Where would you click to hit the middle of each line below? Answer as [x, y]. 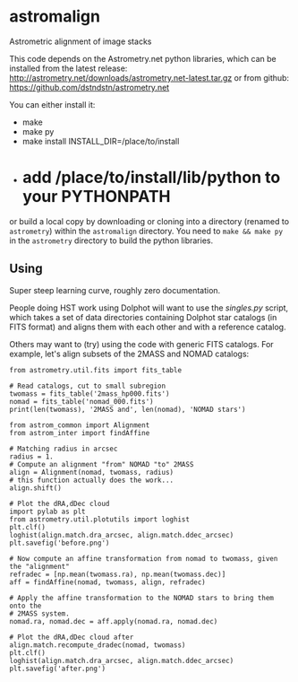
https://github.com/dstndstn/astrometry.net [89, 87]
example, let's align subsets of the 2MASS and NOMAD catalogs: [129, 354]
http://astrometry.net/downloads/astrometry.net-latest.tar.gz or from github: [149, 77]
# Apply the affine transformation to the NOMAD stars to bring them [142, 598]
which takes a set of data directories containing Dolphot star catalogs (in [143, 317]
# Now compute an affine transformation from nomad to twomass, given [144, 558]
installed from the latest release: [68, 68]
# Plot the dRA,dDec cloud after [72, 637]
